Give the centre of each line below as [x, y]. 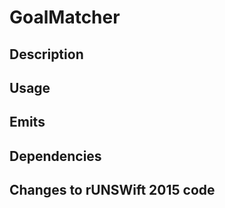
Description [46, 54]
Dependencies [55, 156]
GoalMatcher [65, 17]
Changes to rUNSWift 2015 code [112, 190]
